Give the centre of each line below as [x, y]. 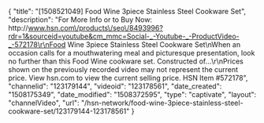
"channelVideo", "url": [44, 103]
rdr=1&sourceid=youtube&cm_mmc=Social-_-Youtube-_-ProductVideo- [124, 36]
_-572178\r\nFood [37, 45]
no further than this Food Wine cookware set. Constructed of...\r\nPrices [126, 61]
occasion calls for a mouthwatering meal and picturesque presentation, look [132, 53]
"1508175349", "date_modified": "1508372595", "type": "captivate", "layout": [132, 94]
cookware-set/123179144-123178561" [69, 111]
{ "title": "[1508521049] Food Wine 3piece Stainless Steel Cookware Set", [127, 11]
